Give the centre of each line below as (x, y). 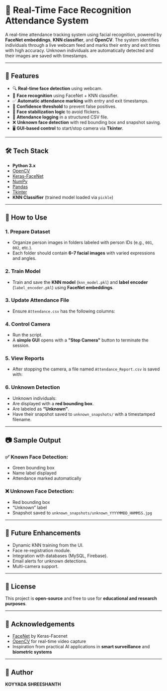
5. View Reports (25, 358)
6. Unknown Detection (33, 387)
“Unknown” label (30, 507)
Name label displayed (35, 473)
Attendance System (47, 21)
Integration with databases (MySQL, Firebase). (60, 556)
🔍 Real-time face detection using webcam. (57, 88)
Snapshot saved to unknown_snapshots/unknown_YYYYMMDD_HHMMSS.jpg (82, 513)
